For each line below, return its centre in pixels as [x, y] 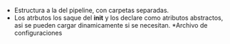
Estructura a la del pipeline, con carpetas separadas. [92, 10]
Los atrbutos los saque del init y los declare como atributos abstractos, [119, 18]
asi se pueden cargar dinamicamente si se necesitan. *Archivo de [111, 25]
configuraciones [38, 33]
